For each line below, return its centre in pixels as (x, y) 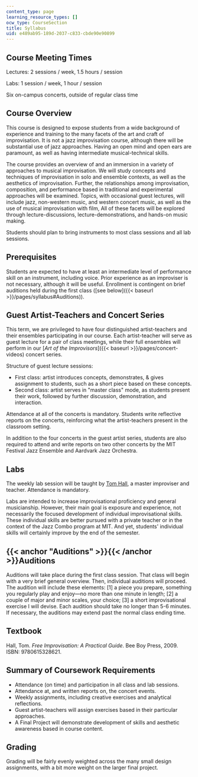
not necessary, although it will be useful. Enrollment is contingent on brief (96, 284)
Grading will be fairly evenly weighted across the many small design (89, 762)
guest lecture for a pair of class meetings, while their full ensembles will (93, 342)
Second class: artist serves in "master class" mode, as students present (102, 390)
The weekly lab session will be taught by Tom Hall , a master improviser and (98, 483)
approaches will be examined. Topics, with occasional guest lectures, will (95, 195)
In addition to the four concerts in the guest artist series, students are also (96, 438)
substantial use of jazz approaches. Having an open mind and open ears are (99, 146)
